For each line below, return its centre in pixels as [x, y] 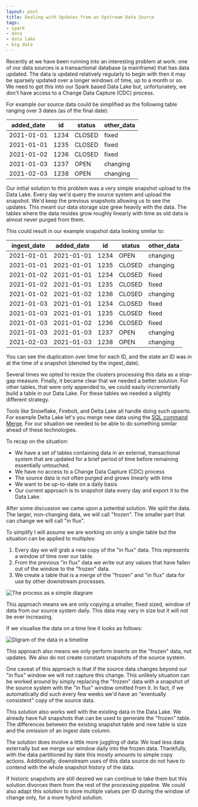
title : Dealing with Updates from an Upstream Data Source [80, 17]
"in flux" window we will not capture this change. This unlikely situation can [98, 675]
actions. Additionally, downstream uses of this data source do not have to [95, 761]
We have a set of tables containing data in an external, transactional [97, 452]
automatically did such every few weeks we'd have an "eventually [86, 694]
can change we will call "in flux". [46, 520]
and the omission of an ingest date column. [59, 730]
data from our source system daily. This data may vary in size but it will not [97, 610]
